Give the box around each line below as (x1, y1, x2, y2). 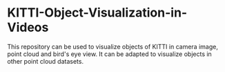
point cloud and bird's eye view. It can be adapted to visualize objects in (7, 50, 212, 58)
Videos (7, 19, 49, 35)
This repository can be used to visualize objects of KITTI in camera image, (7, 42, 219, 51)
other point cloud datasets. (7, 57, 84, 65)
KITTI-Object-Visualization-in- (7, 5, 188, 21)
